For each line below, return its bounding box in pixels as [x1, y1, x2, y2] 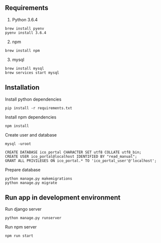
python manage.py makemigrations [5, 176, 73, 181]
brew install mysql [5, 66, 44, 71]
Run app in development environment [5, 194, 121, 202]
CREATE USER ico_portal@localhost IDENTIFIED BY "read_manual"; [5, 154, 137, 159]
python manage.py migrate [5, 180, 57, 185]
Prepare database [5, 167, 41, 172]
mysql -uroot [5, 141, 31, 146]
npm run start [5, 233, 34, 239]
